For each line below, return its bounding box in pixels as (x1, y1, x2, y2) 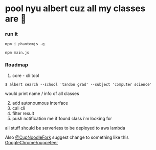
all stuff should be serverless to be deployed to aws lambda (5, 125, 126, 131)
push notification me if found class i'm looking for (12, 115, 112, 121)
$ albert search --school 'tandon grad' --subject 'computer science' (5, 82, 152, 87)
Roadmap (5, 61, 28, 68)
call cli (12, 105, 25, 111)
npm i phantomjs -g (5, 42, 45, 47)
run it (5, 31, 18, 37)
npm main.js (5, 50, 29, 55)
